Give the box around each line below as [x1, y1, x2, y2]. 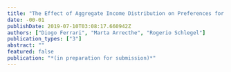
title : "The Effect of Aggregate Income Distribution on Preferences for [7, 10, 225, 17]
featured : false [7, 49, 54, 56]
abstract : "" [7, 42, 45, 49]
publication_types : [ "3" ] [7, 36, 82, 43]
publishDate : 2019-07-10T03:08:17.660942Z [7, 23, 131, 29]
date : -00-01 [7, 16, 45, 23]
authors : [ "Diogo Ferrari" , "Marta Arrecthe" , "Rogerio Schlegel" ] [7, 29, 206, 36]
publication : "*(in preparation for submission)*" [7, 55, 156, 62]
